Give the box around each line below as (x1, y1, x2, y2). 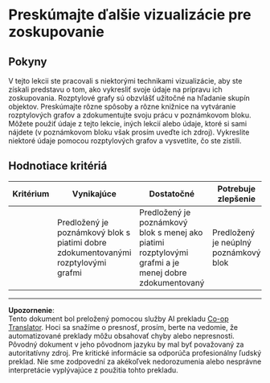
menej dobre (139, 267, 187, 278)
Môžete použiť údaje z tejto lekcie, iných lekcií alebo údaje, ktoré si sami (8, 119, 247, 128)
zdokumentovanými (57, 247, 132, 258)
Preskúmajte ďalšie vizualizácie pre (8, 6, 252, 24)
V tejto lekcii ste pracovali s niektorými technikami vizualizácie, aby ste (8, 76, 243, 85)
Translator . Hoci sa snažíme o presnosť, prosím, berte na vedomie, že (8, 322, 239, 332)
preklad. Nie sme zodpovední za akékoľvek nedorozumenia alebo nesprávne (8, 356, 262, 366)
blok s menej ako (139, 227, 203, 238)
